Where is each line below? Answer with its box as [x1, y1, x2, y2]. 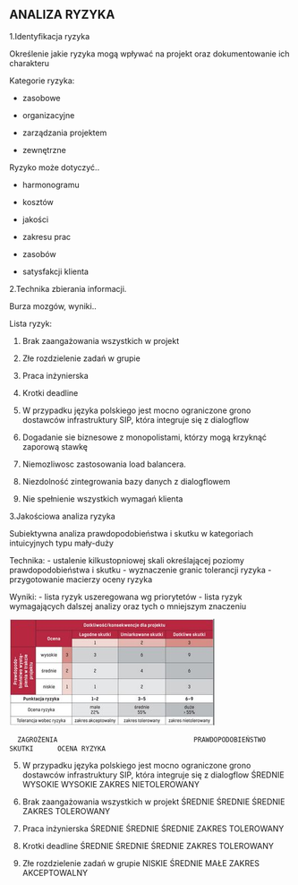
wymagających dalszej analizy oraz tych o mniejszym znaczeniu [9, 600, 247, 612]
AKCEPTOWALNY [21, 867, 88, 878]
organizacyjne [21, 109, 75, 120]
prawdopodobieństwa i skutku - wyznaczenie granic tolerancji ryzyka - [9, 564, 272, 575]
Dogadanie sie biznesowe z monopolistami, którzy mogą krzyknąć [21, 432, 267, 442]
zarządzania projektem [21, 127, 107, 138]
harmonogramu [21, 179, 81, 190]
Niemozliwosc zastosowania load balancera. [21, 459, 186, 469]
